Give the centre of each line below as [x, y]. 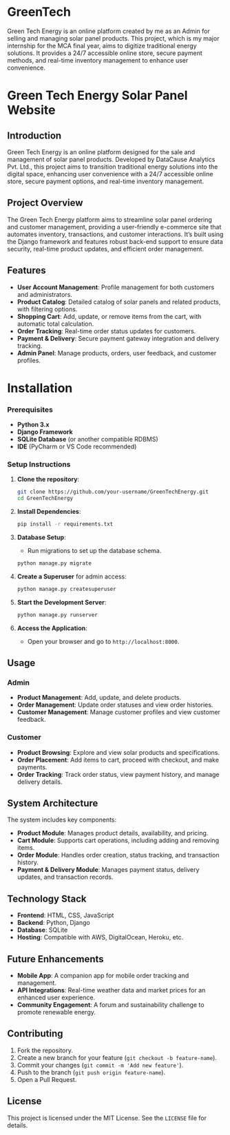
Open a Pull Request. [47, 1079]
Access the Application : [52, 628]
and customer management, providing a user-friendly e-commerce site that [114, 227]
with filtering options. [47, 309]
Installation [40, 388]
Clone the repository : [48, 479]
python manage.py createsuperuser [66, 589]
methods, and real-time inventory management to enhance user [98, 60]
